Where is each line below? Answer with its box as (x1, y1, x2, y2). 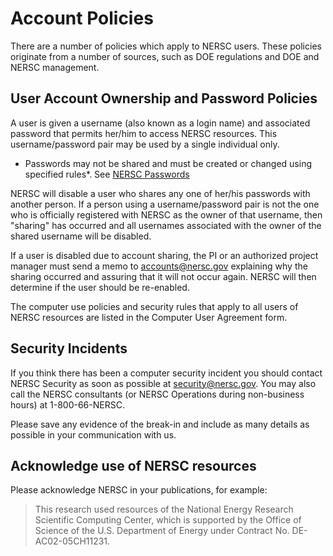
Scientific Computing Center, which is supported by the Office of (34, 514, 302, 526)
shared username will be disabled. (10, 230, 152, 242)
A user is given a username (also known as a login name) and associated (10, 117, 311, 129)
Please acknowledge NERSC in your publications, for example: (10, 484, 268, 496)
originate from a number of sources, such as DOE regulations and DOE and (10, 50, 320, 62)
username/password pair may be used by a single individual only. (10, 138, 280, 150)
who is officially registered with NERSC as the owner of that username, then (10, 208, 323, 221)
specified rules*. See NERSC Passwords (24, 168, 190, 180)
